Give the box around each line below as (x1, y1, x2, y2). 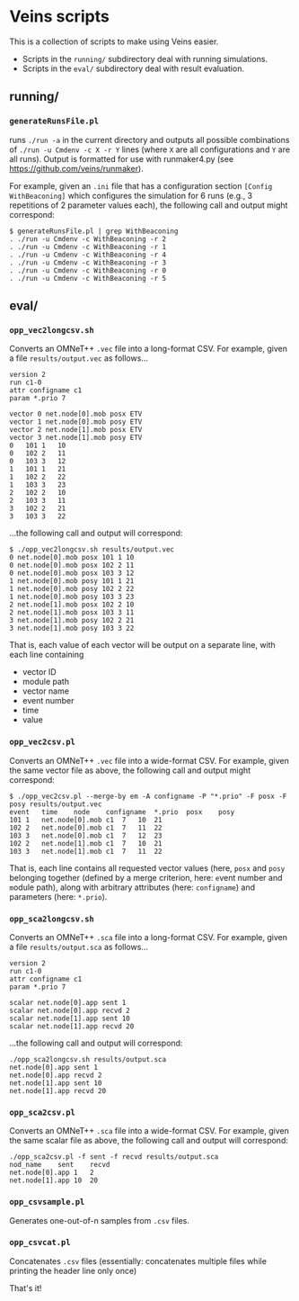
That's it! (9, 1282, 42, 1293)
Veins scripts (9, 6, 110, 27)
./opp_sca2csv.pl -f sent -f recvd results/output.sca (9, 1153, 219, 1162)
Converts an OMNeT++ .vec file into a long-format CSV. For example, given (9, 344, 287, 354)
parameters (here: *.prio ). (9, 891, 108, 902)
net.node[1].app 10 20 (9, 1176, 99, 1185)
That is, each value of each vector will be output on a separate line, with (9, 640, 276, 650)
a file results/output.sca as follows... (9, 941, 148, 952)
